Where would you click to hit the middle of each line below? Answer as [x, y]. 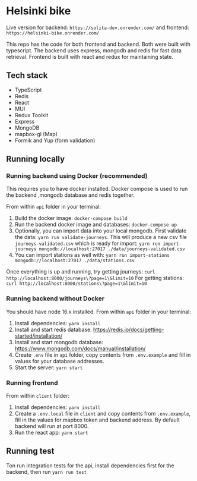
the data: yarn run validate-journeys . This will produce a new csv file [101, 237]
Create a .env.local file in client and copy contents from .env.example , [103, 414]
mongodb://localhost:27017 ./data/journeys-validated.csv [112, 249]
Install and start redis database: [53, 329]
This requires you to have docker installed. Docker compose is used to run [97, 189]
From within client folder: [38, 396]
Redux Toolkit [31, 115]
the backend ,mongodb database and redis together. [71, 195]
